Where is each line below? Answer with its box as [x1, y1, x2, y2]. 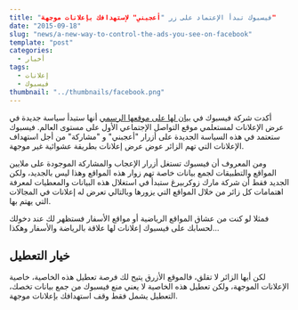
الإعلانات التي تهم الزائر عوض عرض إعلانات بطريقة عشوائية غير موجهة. [9, 140, 245, 151]
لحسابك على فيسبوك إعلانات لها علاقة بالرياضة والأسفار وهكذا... [9, 222, 220, 232]
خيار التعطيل [9, 248, 70, 263]
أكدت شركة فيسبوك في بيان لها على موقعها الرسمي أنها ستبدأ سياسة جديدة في [9, 112, 272, 123]
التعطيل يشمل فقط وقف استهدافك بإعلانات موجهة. [9, 290, 178, 301]
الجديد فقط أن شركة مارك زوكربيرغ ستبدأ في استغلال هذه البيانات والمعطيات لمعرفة [9, 176, 290, 187]
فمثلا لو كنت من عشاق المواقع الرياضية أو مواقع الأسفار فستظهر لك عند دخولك [9, 213, 270, 224]
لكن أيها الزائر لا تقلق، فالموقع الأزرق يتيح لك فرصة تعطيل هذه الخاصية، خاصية [9, 272, 266, 282]
